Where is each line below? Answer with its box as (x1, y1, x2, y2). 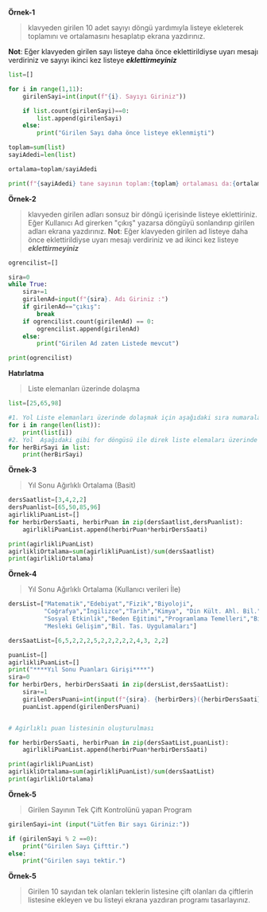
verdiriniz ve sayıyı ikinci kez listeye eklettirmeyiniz (8, 56, 177, 65)
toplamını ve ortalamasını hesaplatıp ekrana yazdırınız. (27, 32, 205, 41)
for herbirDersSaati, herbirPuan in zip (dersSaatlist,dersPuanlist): (8, 518, 244, 526)
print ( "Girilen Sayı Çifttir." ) (22, 842, 130, 850)
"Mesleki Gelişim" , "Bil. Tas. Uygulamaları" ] (43, 622, 197, 630)
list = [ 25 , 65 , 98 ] (8, 399, 62, 408)
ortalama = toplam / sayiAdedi (8, 165, 98, 173)
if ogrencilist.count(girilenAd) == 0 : (22, 317, 155, 326)
